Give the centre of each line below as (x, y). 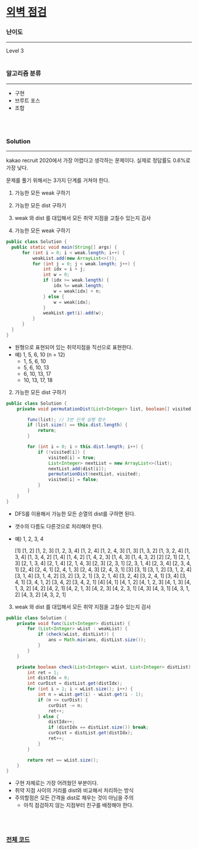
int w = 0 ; (56, 275)
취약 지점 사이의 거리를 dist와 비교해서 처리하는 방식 (74, 791)
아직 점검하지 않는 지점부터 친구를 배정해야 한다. (78, 805)
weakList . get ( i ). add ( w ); (74, 313)
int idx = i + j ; (64, 269)
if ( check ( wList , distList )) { (76, 635)
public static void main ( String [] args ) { (64, 247)
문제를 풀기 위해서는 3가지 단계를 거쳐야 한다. (58, 180)
